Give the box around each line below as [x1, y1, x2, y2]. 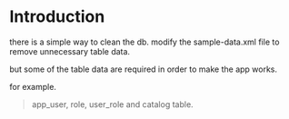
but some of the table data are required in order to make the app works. [9, 64, 278, 74]
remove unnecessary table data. [9, 45, 130, 56]
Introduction [9, 6, 105, 27]
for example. [9, 81, 57, 92]
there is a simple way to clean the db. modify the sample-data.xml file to [9, 36, 280, 47]
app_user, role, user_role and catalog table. [31, 98, 194, 110]
